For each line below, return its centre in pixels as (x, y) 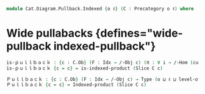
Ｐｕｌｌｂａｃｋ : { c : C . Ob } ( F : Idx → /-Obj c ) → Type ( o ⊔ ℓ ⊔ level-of (104, 79)
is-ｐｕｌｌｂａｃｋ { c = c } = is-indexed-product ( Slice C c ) (85, 68)
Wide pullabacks (50, 33)
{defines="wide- (139, 33)
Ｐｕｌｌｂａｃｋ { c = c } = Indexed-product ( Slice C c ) (77, 85)
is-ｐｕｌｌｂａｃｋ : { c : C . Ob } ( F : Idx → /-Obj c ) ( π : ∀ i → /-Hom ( (100, 62)
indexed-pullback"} (105, 46)
